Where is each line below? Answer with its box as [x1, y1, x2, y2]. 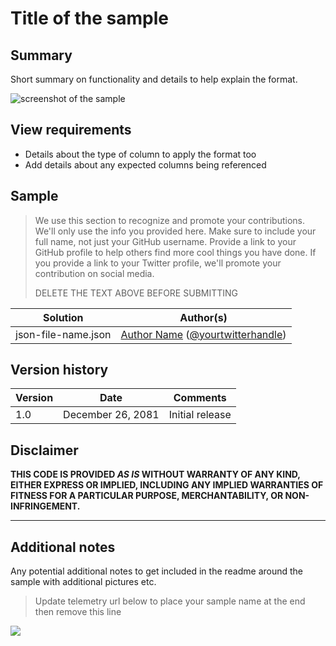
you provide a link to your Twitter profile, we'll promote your [34, 257, 282, 269]
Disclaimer [10, 442, 79, 459]
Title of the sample [10, 7, 169, 30]
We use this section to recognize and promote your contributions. [34, 214, 305, 226]
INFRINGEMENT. [10, 500, 81, 512]
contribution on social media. [34, 267, 155, 279]
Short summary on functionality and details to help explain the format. [10, 73, 298, 85]
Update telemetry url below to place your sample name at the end [34, 595, 306, 607]
